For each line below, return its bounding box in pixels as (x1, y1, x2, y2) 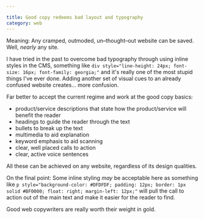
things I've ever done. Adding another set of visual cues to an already (6, 75, 181, 82)
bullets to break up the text (15, 124, 84, 132)
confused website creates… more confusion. (6, 81, 119, 89)
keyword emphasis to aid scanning (15, 137, 103, 144)
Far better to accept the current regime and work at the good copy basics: (6, 93, 194, 100)
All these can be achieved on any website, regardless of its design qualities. (6, 162, 197, 169)
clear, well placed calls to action (15, 144, 96, 151)
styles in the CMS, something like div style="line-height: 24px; (6, 62, 171, 69)
